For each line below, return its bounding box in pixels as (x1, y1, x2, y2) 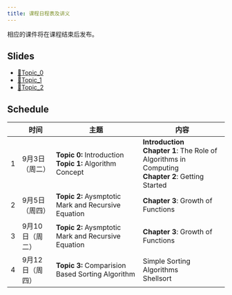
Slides (7, 50, 35, 62)
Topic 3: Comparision (55, 260, 126, 270)
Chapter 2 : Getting (142, 172, 204, 182)
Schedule (7, 103, 50, 115)
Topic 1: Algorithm (55, 159, 117, 169)
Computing (142, 163, 180, 173)
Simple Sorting (142, 256, 191, 266)
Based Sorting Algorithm (55, 269, 136, 279)
